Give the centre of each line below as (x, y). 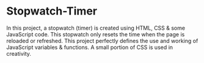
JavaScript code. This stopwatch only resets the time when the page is (96, 34)
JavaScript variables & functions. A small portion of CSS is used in (89, 47)
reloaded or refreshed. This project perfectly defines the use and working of (102, 41)
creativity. (19, 53)
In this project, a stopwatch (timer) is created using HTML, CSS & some (96, 28)
